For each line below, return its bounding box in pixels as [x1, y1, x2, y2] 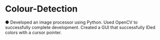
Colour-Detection [5, 3, 78, 14]
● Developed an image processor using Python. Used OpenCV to [5, 19, 138, 25]
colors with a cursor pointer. [5, 29, 62, 35]
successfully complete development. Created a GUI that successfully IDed [5, 24, 156, 30]
